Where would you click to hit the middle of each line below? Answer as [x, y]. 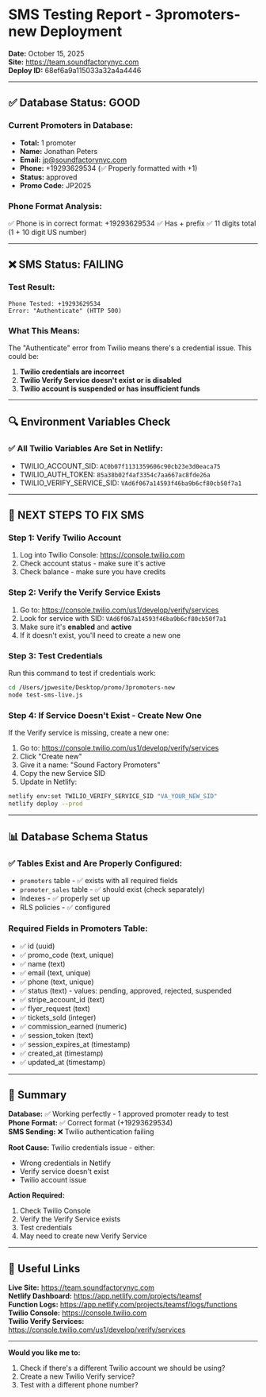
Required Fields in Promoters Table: [78, 928]
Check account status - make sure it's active [93, 563]
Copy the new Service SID [62, 773]
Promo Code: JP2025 [55, 185]
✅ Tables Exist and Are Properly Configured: [95, 863]
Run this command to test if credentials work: [82, 673]
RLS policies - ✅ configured [65, 908]
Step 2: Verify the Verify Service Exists [84, 592]
